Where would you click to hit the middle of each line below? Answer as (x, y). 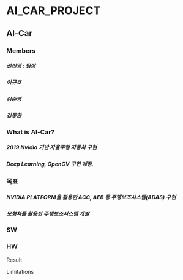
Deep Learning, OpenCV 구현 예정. (50, 164)
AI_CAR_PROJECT (54, 11)
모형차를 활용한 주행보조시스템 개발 (48, 213)
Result (14, 260)
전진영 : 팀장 (21, 66)
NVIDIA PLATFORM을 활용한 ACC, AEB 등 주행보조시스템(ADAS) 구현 (91, 197)
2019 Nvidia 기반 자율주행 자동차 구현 (52, 147)
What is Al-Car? (31, 132)
